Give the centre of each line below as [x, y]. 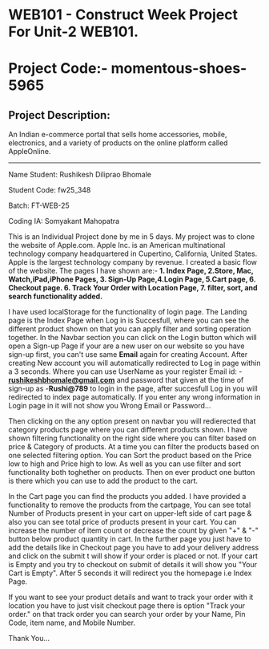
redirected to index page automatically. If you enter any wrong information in [134, 397]
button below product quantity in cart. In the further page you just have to [130, 539]
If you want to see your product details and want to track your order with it [131, 597]
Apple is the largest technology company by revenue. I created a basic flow [133, 262]
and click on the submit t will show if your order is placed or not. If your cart [133, 556]
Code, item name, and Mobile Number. [72, 623]
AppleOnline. [30, 152]
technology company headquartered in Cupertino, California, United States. [133, 254]
